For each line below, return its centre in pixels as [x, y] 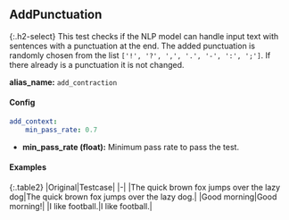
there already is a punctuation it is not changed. [97, 64]
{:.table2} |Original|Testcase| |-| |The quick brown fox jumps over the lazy [145, 187]
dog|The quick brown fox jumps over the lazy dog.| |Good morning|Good [143, 197]
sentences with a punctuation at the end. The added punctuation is [132, 46]
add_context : [33, 122]
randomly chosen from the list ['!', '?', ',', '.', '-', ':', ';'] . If [140, 55]
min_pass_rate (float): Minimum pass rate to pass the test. [130, 147]
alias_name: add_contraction [63, 82]
